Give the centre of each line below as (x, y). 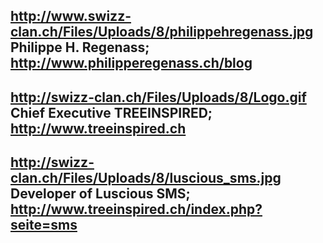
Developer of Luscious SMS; (100, 194)
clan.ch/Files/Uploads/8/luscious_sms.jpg (146, 178)
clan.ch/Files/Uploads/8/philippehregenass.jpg (162, 32)
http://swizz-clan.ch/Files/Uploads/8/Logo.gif (158, 97)
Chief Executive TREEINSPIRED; (111, 112)
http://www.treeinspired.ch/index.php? (136, 209)
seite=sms (44, 225)
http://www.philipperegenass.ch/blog (131, 63)
